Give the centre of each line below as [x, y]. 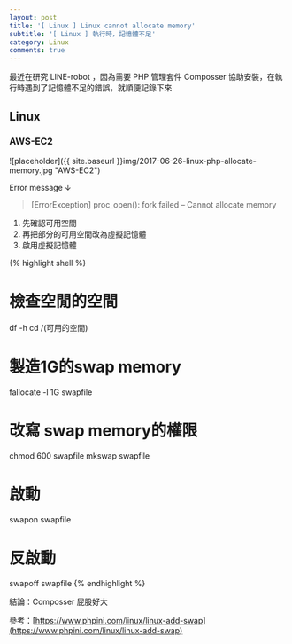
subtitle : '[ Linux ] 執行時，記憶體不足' [83, 34]
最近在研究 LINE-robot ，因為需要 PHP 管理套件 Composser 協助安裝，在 [142, 77]
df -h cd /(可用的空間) [49, 327]
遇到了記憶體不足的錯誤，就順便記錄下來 [98, 88]
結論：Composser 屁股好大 [59, 601]
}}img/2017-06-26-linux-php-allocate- [186, 161]
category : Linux [39, 42]
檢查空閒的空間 [64, 302]
